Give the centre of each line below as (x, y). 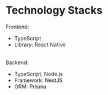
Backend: (17, 62)
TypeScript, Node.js (38, 74)
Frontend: (18, 27)
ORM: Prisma (30, 86)
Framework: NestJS (38, 80)
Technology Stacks (54, 10)
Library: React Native (40, 45)
